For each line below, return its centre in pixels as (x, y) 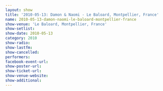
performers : (18, 57)
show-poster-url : (23, 66)
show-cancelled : (22, 52)
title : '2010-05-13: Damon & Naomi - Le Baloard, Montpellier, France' (82, 15)
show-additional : (23, 80)
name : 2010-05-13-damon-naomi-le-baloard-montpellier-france (71, 19)
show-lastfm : (19, 48)
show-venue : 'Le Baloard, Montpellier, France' (56, 24)
